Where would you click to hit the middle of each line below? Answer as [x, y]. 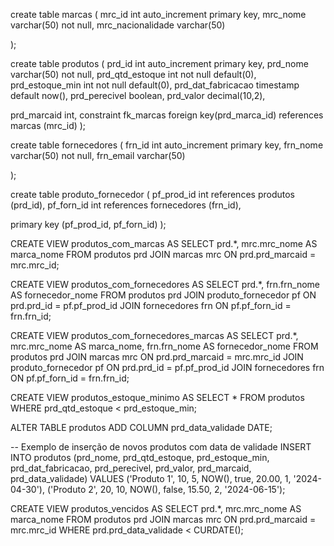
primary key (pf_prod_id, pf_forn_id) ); [88, 224]
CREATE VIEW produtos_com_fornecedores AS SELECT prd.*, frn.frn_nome [165, 284]
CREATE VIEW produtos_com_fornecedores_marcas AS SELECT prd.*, [154, 335]
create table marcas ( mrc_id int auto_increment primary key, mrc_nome [158, 14]
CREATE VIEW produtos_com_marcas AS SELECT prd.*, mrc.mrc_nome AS [164, 243]
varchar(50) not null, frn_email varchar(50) [98, 155]
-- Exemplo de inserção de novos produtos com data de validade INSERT [161, 447]
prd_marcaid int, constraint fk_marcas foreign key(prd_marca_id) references [167, 115]
